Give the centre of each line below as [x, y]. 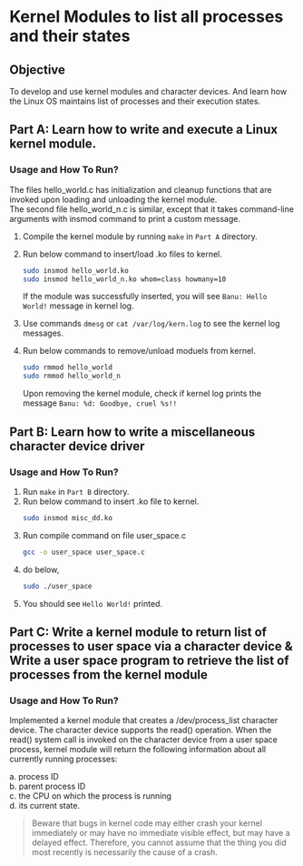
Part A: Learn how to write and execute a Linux [144, 130]
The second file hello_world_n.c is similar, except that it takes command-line [152, 209]
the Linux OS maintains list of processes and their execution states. [135, 101]
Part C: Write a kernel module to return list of [138, 632]
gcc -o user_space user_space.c [83, 552]
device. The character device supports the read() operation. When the [141, 730]
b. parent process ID [48, 786]
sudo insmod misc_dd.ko [68, 518]
